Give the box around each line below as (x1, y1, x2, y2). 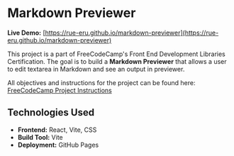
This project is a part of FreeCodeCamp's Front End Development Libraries (7, 50, 225, 58)
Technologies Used (7, 106, 94, 118)
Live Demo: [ (7, 28, 46, 37)
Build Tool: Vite (17, 133, 63, 141)
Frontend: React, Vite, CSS (17, 126, 97, 134)
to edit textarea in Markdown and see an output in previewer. (7, 65, 185, 73)
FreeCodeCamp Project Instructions (7, 86, 112, 94)
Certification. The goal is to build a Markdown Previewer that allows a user (7, 57, 227, 65)
